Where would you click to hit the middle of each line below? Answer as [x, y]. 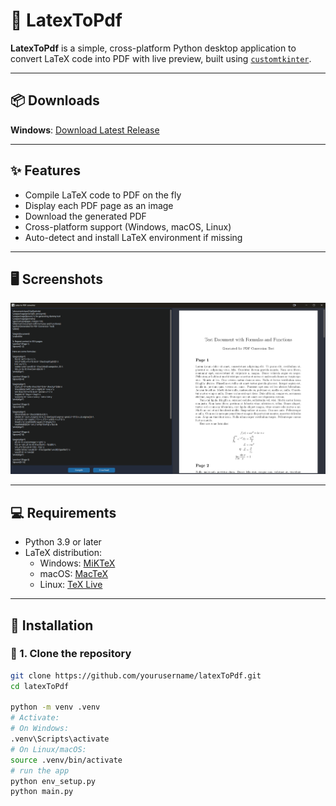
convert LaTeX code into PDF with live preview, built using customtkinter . [161, 58]
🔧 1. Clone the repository [71, 654]
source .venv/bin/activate [66, 760]
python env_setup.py [53, 781]
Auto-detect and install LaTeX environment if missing [133, 237]
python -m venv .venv [55, 707]
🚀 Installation [52, 625]
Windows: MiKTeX [77, 563]
